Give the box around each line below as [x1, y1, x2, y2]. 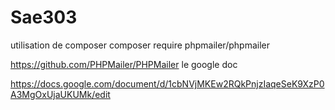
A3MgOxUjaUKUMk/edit [10, 88, 111, 100]
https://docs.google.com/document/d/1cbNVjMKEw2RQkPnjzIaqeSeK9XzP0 [10, 77, 325, 90]
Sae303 [10, 6, 78, 29]
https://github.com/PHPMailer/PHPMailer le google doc [10, 58, 238, 70]
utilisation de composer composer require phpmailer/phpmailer [10, 39, 270, 51]
